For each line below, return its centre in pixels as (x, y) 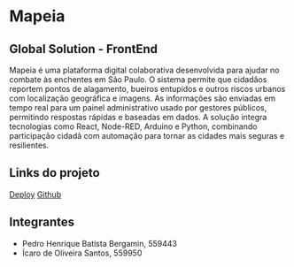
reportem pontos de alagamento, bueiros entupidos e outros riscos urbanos (147, 89)
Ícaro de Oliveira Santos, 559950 (82, 253)
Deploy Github (35, 194)
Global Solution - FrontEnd (83, 49)
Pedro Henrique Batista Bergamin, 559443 (99, 243)
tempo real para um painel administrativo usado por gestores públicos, (138, 107)
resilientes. (29, 145)
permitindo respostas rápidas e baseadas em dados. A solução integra (138, 117)
